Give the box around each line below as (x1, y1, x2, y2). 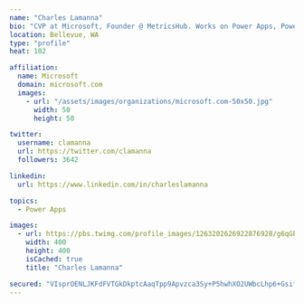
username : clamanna (17, 138, 91, 147)
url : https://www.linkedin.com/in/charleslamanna (17, 180, 208, 189)
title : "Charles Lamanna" (25, 263, 124, 272)
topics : (9, 196, 39, 205)
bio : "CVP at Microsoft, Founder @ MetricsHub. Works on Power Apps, (9, 22, 278, 31)
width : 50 (33, 105, 71, 114)
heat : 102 (9, 47, 47, 56)
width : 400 (25, 238, 67, 247)
